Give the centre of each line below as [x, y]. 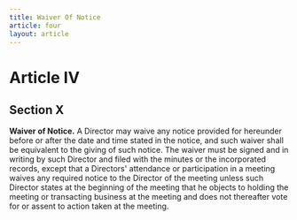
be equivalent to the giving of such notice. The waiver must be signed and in [149, 150]
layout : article [39, 34]
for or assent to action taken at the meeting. [89, 206]
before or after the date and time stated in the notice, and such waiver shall [146, 140]
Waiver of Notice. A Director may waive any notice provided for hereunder [145, 131]
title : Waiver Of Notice [55, 17]
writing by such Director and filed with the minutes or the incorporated [138, 159]
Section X [37, 110]
